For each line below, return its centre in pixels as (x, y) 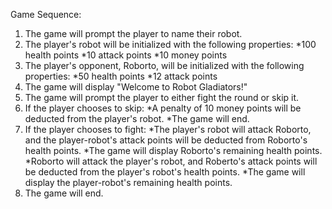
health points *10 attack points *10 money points (126, 55)
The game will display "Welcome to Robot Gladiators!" (136, 87)
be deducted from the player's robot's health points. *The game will (165, 172)
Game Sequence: (46, 14)
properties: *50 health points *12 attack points (121, 76)
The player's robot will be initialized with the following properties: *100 (170, 44)
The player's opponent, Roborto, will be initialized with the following (164, 65)
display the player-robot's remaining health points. (128, 182)
